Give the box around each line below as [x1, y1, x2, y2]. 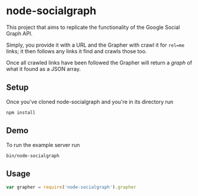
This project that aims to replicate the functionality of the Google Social [6, 24, 180, 31]
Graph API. [6, 30, 33, 37]
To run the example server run [6, 141, 80, 148]
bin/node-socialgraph [6, 152, 60, 159]
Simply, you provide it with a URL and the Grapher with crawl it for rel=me [6, 41, 185, 48]
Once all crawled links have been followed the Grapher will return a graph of [6, 59, 193, 66]
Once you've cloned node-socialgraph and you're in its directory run [6, 98, 174, 105]
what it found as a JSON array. [6, 65, 81, 72]
